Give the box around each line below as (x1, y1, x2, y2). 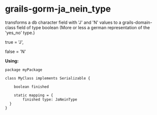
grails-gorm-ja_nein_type (5, 3, 111, 15)
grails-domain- (122, 19, 153, 25)
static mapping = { (14, 93, 54, 98)
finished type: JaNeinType (22, 97, 78, 102)
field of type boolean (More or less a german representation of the (16, 24, 150, 30)
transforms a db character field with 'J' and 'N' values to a (5, 19, 121, 25)
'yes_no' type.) (5, 30, 35, 35)
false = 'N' (5, 49, 26, 54)
